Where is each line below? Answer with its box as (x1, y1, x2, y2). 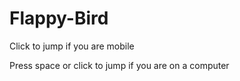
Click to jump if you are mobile (9, 40, 135, 52)
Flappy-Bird (9, 7, 109, 30)
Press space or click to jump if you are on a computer (9, 59, 230, 71)
